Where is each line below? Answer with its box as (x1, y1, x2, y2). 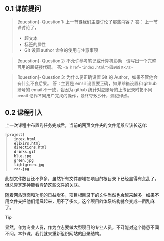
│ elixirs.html (5, 141, 41, 145)
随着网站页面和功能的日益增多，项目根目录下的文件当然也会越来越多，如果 (5, 192, 155, 198)
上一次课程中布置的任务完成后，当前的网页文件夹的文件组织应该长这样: (5, 122, 148, 128)
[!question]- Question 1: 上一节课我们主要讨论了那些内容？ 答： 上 (17, 19, 150, 24)
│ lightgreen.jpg (5, 162, 45, 167)
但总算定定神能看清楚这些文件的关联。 (5, 182, 82, 188)
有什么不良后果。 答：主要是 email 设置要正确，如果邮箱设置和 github (17, 80, 157, 86)
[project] (5, 132, 25, 137)
